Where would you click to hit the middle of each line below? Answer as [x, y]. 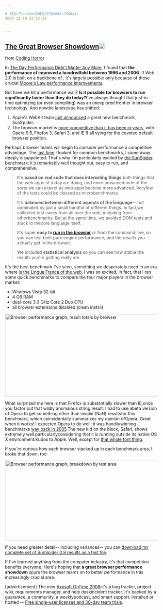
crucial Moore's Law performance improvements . [54, 83]
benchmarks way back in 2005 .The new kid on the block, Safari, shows [76, 429]
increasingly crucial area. [30, 577]
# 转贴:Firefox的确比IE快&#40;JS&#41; [42, 14]
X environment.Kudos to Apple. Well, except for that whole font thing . [74, 439]
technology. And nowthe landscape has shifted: [53, 108]
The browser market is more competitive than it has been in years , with [83, 128]
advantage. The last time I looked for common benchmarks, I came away [78, 153]
